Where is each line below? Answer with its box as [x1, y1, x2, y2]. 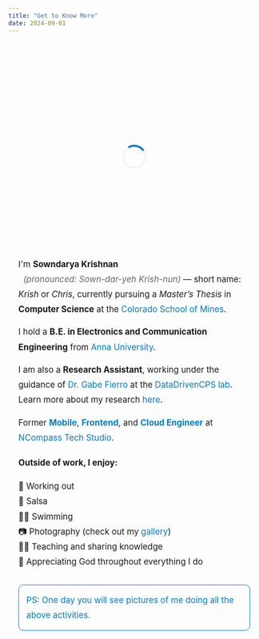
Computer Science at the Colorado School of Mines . [18, 304, 226, 315]
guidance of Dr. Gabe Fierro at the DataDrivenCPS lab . [18, 379, 233, 390]
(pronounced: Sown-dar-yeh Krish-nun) [23, 274, 181, 285]
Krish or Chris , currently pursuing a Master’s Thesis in [18, 289, 232, 300]
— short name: [182, 274, 241, 285]
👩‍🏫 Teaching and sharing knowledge [18, 541, 163, 553]
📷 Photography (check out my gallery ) [18, 525, 172, 537]
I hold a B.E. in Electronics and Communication [18, 326, 208, 337]
